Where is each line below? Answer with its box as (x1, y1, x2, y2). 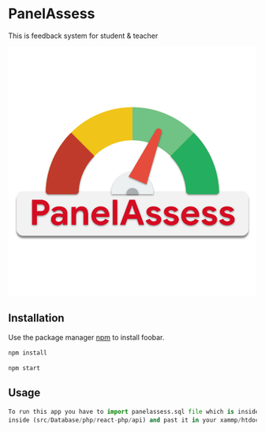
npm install (8, 349, 47, 357)
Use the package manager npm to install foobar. (8, 332, 165, 342)
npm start (8, 364, 41, 372)
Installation (8, 312, 65, 325)
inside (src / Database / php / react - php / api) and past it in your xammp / (8, 416, 242, 424)
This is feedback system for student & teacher (8, 31, 159, 40)
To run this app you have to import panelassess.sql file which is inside (8, 408, 259, 416)
